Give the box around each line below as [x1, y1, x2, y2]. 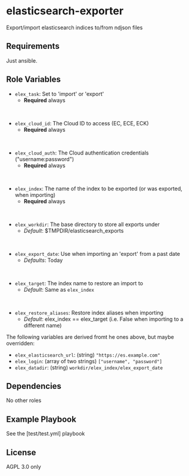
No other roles [6, 397, 42, 404]
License [6, 447, 36, 458]
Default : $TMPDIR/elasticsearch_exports [23, 227, 124, 234]
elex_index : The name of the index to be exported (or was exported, [14, 185, 183, 192]
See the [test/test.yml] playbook [6, 430, 85, 437]
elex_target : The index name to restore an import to [14, 279, 143, 287]
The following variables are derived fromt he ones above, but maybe [6, 333, 174, 341]
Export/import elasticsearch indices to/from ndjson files [6, 24, 143, 31]
